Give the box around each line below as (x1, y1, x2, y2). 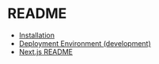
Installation (18, 30, 55, 40)
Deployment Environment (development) (18, 38, 151, 48)
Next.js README (18, 47, 73, 56)
